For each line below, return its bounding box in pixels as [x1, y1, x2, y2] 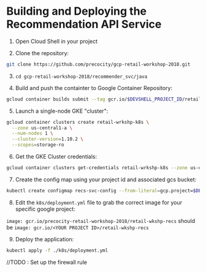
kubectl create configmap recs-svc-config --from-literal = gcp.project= [6, 187, 193, 194]
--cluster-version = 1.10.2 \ [12, 136, 84, 142]
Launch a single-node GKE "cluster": [15, 107, 109, 115]
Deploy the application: [15, 235, 74, 243]
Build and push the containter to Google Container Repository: [15, 84, 173, 91]
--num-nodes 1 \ [12, 130, 53, 137]
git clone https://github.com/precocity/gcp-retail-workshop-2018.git [6, 61, 191, 67]
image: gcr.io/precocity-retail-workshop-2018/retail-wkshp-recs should [6, 217, 196, 224]
